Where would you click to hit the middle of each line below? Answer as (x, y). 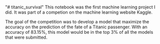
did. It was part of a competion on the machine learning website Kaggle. (79, 12)
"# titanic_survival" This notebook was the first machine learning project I (80, 7)
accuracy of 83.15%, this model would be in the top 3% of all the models (79, 32)
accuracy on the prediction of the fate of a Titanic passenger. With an (76, 27)
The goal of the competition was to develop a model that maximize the (77, 22)
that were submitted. (26, 37)
